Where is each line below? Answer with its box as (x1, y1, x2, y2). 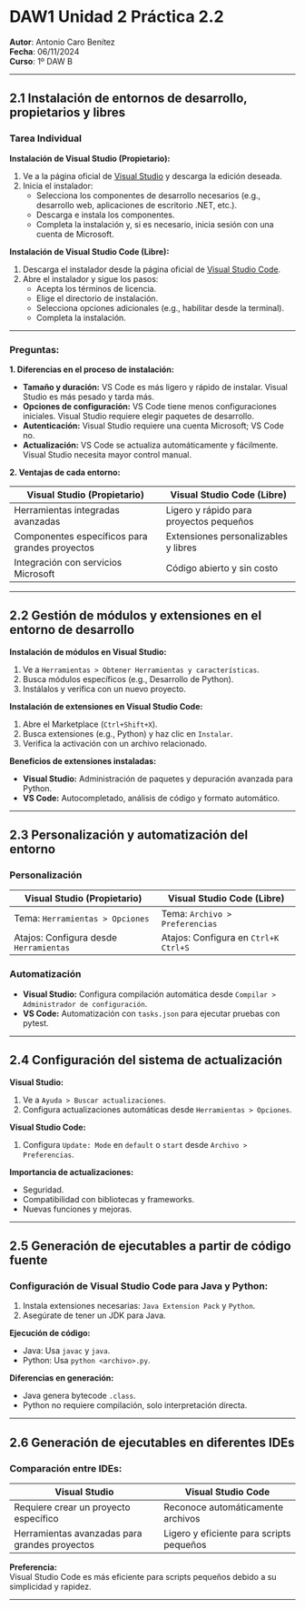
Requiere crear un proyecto (14, 1501, 131, 1513)
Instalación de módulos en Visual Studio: (9, 646, 167, 657)
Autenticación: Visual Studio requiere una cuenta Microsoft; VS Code (22, 420, 284, 431)
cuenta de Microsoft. (35, 228, 114, 239)
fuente (9, 1252, 48, 1268)
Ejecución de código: (9, 1328, 91, 1339)
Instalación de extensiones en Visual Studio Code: (9, 700, 203, 711)
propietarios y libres (9, 105, 126, 120)
